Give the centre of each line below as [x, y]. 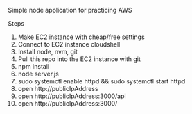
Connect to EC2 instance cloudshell [69, 44]
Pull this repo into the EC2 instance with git [79, 59]
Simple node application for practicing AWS [70, 10]
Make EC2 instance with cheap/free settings [81, 37]
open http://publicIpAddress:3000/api [72, 96]
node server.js [38, 74]
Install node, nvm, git [48, 52]
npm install [34, 66]
